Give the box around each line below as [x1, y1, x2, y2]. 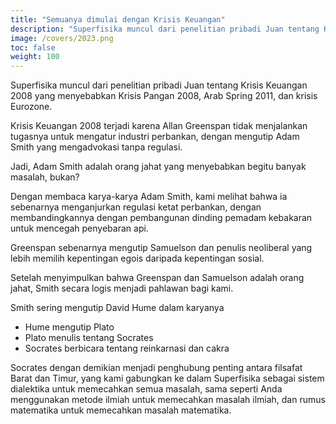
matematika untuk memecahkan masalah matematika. [10, 404, 232, 416]
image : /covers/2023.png [10, 33, 114, 43]
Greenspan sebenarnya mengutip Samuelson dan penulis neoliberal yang [10, 242, 313, 254]
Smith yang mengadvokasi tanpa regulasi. [10, 141, 183, 153]
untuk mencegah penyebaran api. [10, 222, 149, 235]
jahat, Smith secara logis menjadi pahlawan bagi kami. [10, 282, 234, 295]
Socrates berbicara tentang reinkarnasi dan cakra [24, 342, 230, 355]
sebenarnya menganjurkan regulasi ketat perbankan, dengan [10, 201, 262, 213]
